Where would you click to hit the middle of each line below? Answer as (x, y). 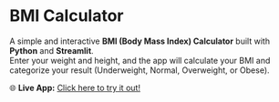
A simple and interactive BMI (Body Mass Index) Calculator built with (140, 41)
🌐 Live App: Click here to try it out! (75, 87)
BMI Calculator (67, 16)
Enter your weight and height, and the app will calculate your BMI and (140, 60)
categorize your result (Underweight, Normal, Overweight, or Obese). (140, 70)
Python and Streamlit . (52, 50)
